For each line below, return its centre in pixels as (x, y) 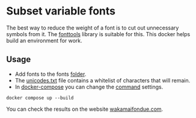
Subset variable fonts (61, 11)
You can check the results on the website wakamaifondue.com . (85, 109)
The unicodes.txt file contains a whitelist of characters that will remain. (103, 80)
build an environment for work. (44, 40)
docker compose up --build (40, 98)
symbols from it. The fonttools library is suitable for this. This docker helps (98, 34)
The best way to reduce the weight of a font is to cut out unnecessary (93, 28)
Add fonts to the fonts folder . (51, 74)
